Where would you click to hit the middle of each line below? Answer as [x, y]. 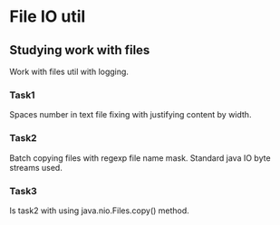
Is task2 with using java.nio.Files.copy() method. [100, 211]
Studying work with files [80, 50]
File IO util [48, 17]
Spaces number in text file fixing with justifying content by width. [130, 115]
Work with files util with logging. [69, 71]
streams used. [36, 167]
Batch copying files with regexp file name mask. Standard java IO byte [140, 158]
